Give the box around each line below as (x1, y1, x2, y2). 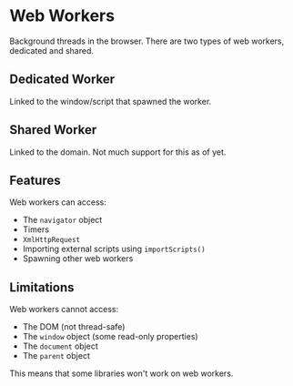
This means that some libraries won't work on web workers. (9, 368, 234, 379)
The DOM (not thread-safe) (22, 321, 126, 332)
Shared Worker (9, 122, 97, 137)
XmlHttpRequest (22, 236, 81, 245)
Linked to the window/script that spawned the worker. (9, 96, 212, 107)
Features (9, 172, 61, 188)
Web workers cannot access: (9, 304, 119, 315)
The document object (22, 340, 98, 351)
